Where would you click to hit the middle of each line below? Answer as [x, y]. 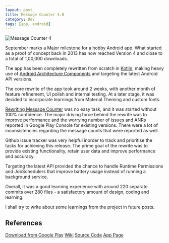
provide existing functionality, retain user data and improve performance [80, 151]
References [24, 223]
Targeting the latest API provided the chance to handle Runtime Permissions [84, 166]
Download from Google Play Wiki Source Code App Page [64, 235]
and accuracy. [20, 156]
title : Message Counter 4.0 [35, 15]
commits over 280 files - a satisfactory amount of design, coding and [77, 192]
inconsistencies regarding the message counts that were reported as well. [82, 131]
